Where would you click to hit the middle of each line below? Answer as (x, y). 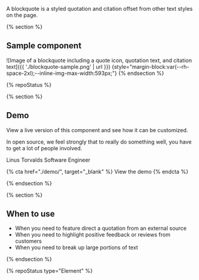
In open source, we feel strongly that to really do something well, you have (99, 142)
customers (28, 241)
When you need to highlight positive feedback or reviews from (93, 235)
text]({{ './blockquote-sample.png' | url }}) (58, 66)
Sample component (44, 46)
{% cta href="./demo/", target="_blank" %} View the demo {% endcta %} (97, 171)
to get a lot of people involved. (44, 148)
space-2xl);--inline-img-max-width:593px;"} (62, 73)
